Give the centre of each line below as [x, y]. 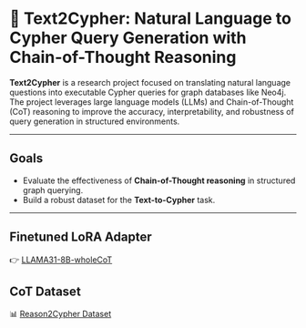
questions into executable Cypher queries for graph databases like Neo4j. [148, 92]
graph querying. [53, 190]
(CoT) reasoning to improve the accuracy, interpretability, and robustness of [152, 111]
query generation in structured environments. [95, 121]
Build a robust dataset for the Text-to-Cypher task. [119, 200]
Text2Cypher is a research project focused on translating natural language [150, 82]
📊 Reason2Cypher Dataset [61, 314]
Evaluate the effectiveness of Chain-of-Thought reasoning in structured [159, 180]
